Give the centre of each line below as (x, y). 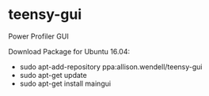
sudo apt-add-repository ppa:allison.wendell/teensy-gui (111, 66)
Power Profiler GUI (38, 36)
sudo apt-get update (53, 75)
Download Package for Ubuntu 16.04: (69, 51)
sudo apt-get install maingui (65, 83)
